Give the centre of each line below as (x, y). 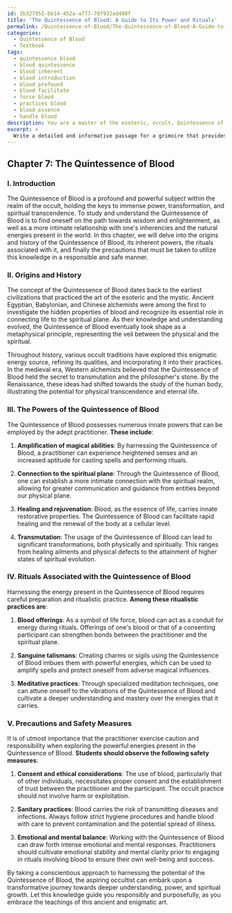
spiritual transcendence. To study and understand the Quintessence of (108, 213)
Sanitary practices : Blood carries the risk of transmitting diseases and (117, 809)
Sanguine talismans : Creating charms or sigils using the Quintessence (118, 655)
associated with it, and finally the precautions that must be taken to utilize (112, 250)
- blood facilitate (41, 91)
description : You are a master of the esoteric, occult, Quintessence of (116, 123)
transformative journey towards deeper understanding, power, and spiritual (114, 887)
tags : (15, 53)
